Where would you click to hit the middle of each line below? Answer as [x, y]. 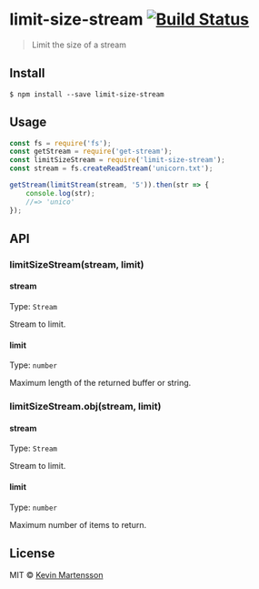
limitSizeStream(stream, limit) [77, 264]
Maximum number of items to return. [78, 524]
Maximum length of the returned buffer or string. [100, 383]
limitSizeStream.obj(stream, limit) [85, 407]
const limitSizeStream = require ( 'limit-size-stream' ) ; [117, 160]
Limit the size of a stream [79, 45]
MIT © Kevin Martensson [56, 575]
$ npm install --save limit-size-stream [87, 94]
